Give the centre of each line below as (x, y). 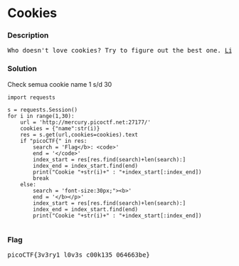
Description (28, 36)
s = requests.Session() (43, 110)
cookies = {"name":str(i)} (60, 128)
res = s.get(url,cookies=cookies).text (79, 134)
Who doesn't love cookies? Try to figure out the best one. (115, 50)
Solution (22, 69)
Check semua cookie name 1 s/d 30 (60, 84)
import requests (31, 97)
